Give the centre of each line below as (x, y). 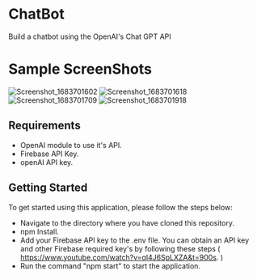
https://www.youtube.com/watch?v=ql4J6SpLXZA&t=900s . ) (122, 257)
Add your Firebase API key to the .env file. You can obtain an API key (135, 240)
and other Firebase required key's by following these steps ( (120, 248)
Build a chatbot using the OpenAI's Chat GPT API (90, 36)
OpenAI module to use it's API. (71, 145)
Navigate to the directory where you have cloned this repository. (127, 222)
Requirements (44, 126)
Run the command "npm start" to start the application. (110, 266)
